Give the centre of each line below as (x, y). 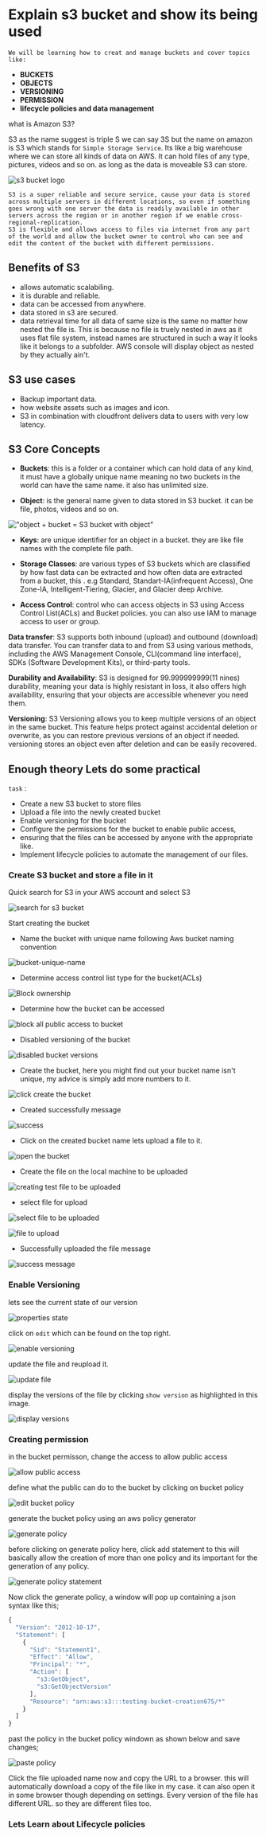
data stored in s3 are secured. (69, 312)
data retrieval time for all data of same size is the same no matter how (134, 321)
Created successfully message (70, 1110)
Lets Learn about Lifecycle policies (77, 1824)
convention (38, 947)
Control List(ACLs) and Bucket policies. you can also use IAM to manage (138, 613)
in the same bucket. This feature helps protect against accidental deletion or (133, 727)
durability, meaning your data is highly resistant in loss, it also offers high (127, 686)
